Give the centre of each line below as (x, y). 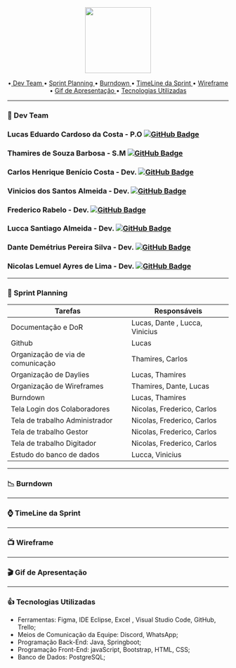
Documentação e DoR (47, 327)
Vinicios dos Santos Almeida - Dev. (68, 191)
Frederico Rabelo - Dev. (48, 210)
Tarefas (68, 311)
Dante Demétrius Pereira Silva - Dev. (71, 248)
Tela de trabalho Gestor (50, 432)
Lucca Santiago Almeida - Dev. (61, 229)
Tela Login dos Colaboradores (60, 409)
